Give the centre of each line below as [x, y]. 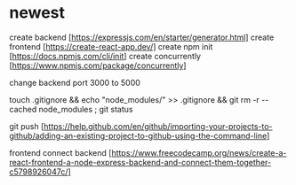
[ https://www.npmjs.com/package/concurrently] [98, 66]
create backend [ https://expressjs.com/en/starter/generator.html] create [142, 37]
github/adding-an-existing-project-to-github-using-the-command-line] [140, 135]
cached [23, 109]
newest [37, 13]
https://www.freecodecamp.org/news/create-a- [199, 152]
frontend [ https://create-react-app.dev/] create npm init [111, 46]
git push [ [27, 126]
